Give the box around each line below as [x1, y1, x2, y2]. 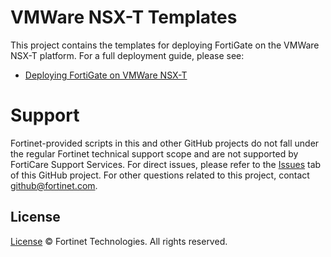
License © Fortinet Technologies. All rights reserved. [10, 235, 228, 247]
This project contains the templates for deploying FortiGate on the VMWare [10, 39, 320, 51]
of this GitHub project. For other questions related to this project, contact [10, 169, 310, 181]
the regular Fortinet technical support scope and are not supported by [10, 147, 299, 160]
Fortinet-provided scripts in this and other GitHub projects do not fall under [10, 137, 320, 149]
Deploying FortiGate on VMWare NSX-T [24, 69, 188, 81]
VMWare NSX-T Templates [10, 6, 238, 29]
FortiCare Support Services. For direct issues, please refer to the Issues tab [10, 158, 322, 170]
